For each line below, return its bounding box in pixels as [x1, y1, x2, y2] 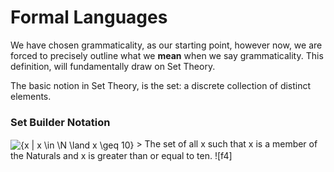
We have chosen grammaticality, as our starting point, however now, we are [10, 39, 323, 51]
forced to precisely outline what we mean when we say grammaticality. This [10, 49, 324, 61]
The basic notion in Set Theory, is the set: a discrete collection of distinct [10, 79, 312, 91]
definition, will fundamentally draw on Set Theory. [10, 60, 216, 72]
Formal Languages [10, 6, 168, 29]
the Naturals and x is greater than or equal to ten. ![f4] [10, 149, 233, 161]
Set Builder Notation [10, 115, 111, 129]
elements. [10, 90, 52, 102]
